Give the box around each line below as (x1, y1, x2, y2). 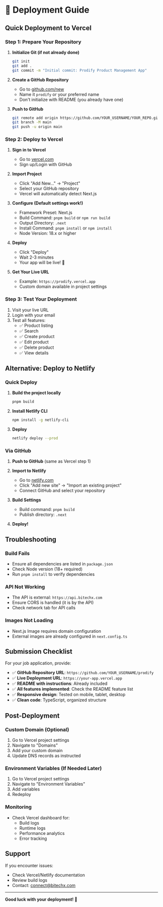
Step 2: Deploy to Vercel (5, 136, 63, 143)
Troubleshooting (5, 535, 57, 544)
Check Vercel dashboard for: (12, 814, 70, 820)
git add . (12, 63, 33, 68)
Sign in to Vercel (12, 147, 46, 153)
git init (12, 58, 30, 64)
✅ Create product (19, 333, 55, 339)
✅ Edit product (19, 339, 49, 345)
